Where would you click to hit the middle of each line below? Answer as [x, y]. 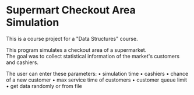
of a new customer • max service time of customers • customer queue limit [97, 80]
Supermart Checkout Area [71, 10]
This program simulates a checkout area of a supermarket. [76, 50]
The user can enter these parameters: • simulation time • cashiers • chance [97, 73]
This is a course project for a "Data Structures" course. [72, 38]
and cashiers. [22, 62]
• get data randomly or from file [44, 86]
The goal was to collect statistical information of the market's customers [93, 56]
